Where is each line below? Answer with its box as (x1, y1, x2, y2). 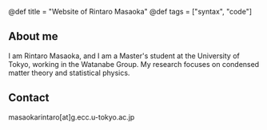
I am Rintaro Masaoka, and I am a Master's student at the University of (8, 51, 240, 61)
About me (8, 30, 58, 43)
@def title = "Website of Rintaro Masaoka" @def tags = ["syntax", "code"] (8, 7, 253, 16)
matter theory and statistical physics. (8, 68, 130, 77)
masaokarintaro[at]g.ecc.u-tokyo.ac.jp (8, 112, 135, 122)
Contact (8, 91, 50, 104)
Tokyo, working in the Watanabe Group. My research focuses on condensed (8, 59, 260, 69)
